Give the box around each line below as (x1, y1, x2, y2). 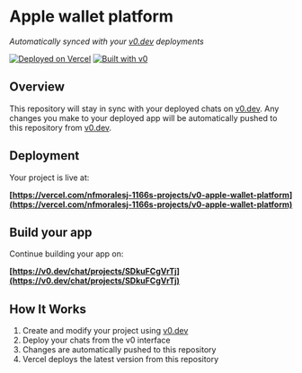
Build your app (9, 224, 93, 239)
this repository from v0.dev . (9, 122, 112, 133)
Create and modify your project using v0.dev (22, 325, 189, 336)
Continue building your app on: (9, 248, 124, 259)
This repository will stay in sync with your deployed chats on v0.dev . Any (9, 103, 280, 114)
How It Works (9, 301, 87, 317)
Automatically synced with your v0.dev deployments (9, 36, 204, 47)
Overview (9, 79, 66, 95)
